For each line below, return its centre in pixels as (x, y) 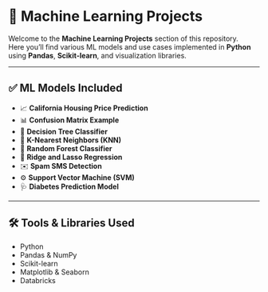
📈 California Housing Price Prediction (84, 108)
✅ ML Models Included (65, 88)
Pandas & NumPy (48, 254)
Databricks (37, 280)
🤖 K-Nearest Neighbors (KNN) (71, 140)
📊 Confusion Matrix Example (69, 120)
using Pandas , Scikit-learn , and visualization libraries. (98, 55)
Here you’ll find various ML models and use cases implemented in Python (130, 46)
